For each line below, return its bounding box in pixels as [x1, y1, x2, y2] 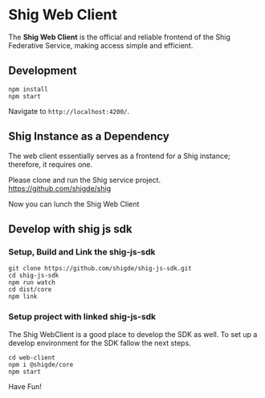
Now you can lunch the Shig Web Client [8, 199, 140, 209]
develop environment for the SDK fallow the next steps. [8, 338, 191, 347]
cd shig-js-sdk [8, 271, 59, 280]
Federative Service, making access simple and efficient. [8, 40, 194, 50]
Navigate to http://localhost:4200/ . [8, 106, 130, 116]
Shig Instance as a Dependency [8, 130, 170, 144]
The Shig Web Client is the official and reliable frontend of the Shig [8, 32, 231, 42]
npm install [8, 85, 48, 93]
